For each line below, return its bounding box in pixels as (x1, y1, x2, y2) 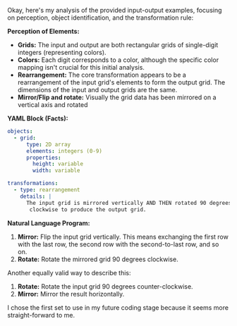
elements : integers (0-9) (25, 147, 102, 154)
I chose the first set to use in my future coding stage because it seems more (7, 303, 229, 312)
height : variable (32, 161, 83, 168)
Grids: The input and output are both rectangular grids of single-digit (17, 41, 219, 49)
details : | (20, 193, 52, 200)
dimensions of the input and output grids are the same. (17, 86, 178, 94)
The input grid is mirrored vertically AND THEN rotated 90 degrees (25, 199, 232, 206)
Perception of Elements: (7, 27, 80, 35)
